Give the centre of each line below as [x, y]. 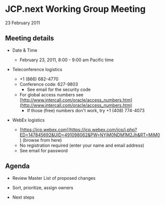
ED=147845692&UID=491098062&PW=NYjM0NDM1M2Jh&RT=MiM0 [90, 135]
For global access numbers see [51, 94]
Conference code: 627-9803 [49, 84]
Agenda [17, 166]
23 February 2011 [23, 23]
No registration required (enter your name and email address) [82, 145]
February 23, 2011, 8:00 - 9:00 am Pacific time [67, 60]
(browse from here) [42, 140]
